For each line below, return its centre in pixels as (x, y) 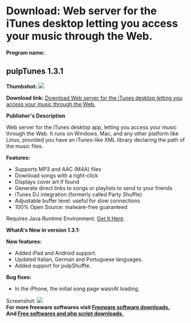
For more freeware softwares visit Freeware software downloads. (88, 307)
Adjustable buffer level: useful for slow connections (77, 201)
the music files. (25, 146)
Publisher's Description (36, 115)
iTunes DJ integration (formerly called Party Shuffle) (78, 194)
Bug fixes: (19, 277)
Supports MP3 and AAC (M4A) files (58, 169)
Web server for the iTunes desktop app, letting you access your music (92, 127)
